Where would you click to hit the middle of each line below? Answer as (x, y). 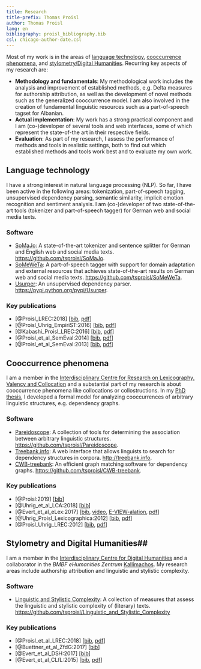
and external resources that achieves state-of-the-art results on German (104, 271)
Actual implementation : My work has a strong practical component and (104, 120)
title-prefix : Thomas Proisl (43, 17)
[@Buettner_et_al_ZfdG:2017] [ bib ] (57, 647)
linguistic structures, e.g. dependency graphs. (63, 403)
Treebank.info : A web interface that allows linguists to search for (95, 451)
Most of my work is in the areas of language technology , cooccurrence (94, 57)
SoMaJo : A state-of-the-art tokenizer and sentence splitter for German (102, 246)
